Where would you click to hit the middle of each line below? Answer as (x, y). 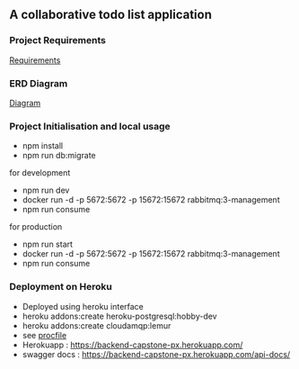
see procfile (44, 335)
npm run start (48, 244)
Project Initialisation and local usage (90, 126)
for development (40, 173)
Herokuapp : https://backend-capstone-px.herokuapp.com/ (132, 345)
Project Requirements (57, 40)
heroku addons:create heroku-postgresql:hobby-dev (119, 316)
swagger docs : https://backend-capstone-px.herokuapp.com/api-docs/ (156, 354)
